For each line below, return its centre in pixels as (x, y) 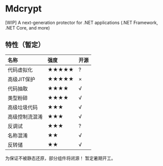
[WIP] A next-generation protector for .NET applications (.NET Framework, (81, 22)
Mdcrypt (23, 9)
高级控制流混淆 (25, 116)
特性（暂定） (25, 45)
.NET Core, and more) (28, 27)
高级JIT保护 (21, 79)
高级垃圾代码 (23, 107)
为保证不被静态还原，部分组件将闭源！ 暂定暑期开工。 (60, 158)
